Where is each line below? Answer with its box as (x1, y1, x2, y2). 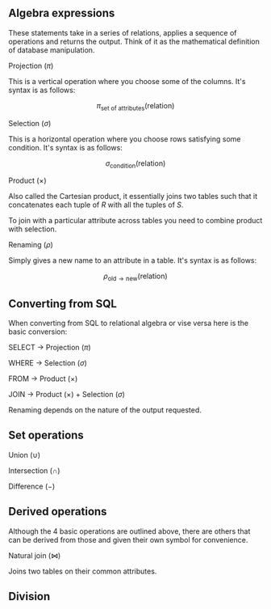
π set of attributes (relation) (96, 100, 175, 112)
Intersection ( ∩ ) (8, 465, 60, 476)
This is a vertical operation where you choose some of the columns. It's (8, 76, 246, 86)
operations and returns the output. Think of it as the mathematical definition (8, 36, 260, 46)
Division (8, 590, 51, 603)
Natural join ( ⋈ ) (8, 550, 61, 560)
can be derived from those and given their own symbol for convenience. (8, 535, 248, 544)
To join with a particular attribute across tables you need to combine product (8, 216, 263, 226)
